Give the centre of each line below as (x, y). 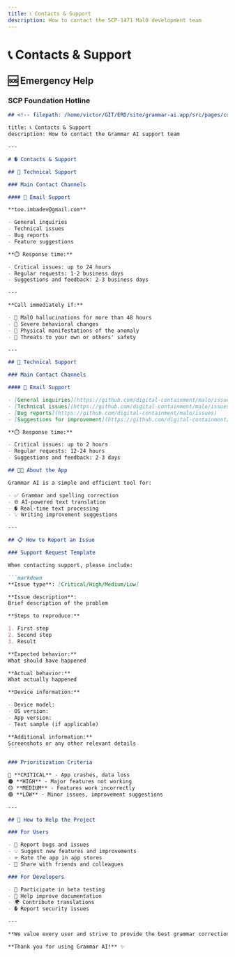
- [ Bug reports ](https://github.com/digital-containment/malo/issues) (113, 413)
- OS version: (29, 711)
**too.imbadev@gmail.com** (47, 210)
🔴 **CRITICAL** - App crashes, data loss (69, 775)
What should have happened (47, 661)
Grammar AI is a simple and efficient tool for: (80, 483)
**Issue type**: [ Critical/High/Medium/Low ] (74, 584)
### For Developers (36, 877)
